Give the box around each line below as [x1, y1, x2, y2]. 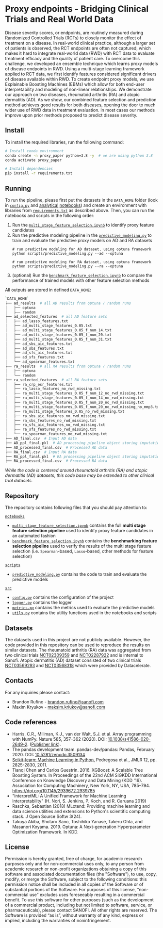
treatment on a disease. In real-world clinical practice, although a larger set [5, 40, 155, 46]
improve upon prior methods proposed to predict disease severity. [5, 112, 138, 118]
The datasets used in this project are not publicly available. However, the [5, 636, 150, 642]
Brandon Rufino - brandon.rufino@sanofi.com [12, 699, 104, 704]
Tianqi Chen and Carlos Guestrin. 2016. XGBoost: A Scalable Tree [12, 767, 143, 773]
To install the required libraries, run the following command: [5, 139, 124, 145]
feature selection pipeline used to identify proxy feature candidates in [12, 528, 153, 534]
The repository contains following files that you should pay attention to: [5, 505, 147, 510]
